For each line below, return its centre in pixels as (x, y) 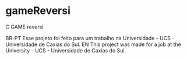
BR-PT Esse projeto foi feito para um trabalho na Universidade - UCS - (90, 38)
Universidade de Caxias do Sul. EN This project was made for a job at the (93, 44)
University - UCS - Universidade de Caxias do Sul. (66, 50)
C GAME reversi (24, 27)
